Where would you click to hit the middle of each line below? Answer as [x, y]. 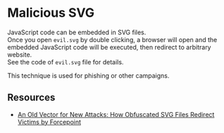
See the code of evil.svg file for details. [66, 62]
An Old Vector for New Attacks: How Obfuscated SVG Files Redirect [116, 114]
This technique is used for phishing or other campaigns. [88, 76]
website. [20, 55]
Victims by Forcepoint [49, 122]
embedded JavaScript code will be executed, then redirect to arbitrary [109, 47]
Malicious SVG [51, 13]
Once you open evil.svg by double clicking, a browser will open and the [112, 39]
